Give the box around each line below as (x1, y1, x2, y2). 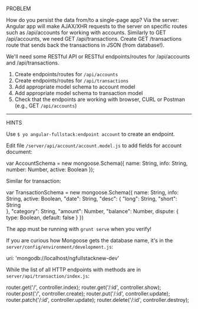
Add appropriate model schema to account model (14, 83, 136, 90)
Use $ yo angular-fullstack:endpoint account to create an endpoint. (6, 131, 175, 138)
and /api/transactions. (6, 59, 60, 66)
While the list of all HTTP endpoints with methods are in (6, 266, 141, 273)
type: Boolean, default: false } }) (6, 214, 84, 221)
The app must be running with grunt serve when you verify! (6, 226, 152, 232)
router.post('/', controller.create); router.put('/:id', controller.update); (6, 290, 170, 297)
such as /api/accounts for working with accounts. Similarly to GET (6, 29, 166, 36)
